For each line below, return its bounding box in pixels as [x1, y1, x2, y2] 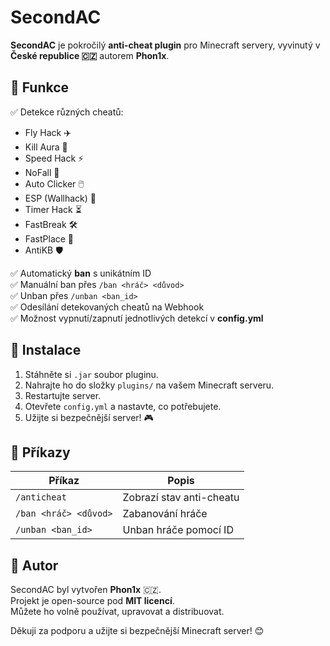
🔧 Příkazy [10, 444, 71, 461]
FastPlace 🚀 [24, 232, 75, 245]
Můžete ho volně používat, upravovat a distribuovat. [10, 606, 225, 618]
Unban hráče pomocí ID [122, 523, 234, 537]
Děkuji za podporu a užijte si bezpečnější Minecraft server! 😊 [10, 625, 265, 637]
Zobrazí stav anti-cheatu [122, 491, 240, 505]
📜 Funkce [10, 79, 70, 96]
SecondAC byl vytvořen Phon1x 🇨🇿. [10, 584, 162, 596]
